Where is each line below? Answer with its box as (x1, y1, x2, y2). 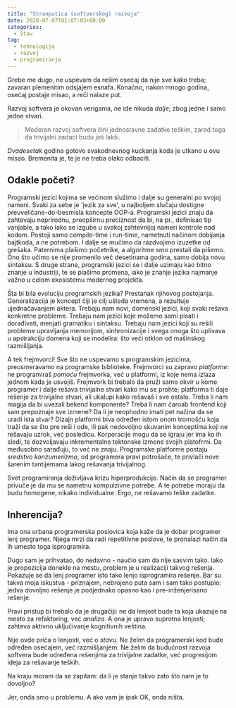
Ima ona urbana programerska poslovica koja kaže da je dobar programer (7, 528, 221, 536)
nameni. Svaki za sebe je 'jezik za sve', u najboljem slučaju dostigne (7, 200, 204, 209)
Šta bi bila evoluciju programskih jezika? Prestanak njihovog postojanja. (7, 289, 214, 297)
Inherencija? (7, 509, 63, 521)
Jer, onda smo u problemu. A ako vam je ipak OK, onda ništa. (7, 693, 185, 702)
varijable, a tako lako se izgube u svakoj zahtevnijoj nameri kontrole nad (7, 223, 216, 231)
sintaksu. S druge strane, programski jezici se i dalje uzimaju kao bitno (7, 260, 211, 268)
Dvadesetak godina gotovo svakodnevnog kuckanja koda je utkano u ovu (7, 146, 221, 155)
